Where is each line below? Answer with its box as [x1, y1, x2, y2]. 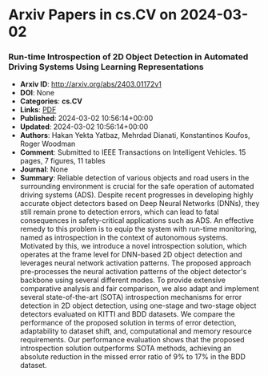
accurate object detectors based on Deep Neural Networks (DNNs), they [19, 199, 260, 208]
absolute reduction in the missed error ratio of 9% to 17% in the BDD [19, 352, 246, 362]
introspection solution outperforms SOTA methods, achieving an [19, 343, 232, 354]
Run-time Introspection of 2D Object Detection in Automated [8, 51, 249, 63]
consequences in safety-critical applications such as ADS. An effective [19, 216, 254, 225]
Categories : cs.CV [19, 96, 82, 106]
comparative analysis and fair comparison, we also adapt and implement [19, 284, 259, 293]
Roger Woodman [19, 139, 76, 149]
